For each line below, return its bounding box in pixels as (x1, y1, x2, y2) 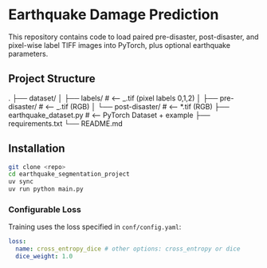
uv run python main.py (8, 185, 84, 193)
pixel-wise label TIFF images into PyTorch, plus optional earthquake (8, 40, 231, 49)
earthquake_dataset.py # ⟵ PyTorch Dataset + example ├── (8, 110, 210, 120)
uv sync (8, 178, 34, 186)
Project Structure (8, 72, 96, 85)
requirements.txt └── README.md (8, 118, 124, 128)
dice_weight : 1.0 (15, 253, 73, 261)
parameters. (8, 49, 49, 58)
